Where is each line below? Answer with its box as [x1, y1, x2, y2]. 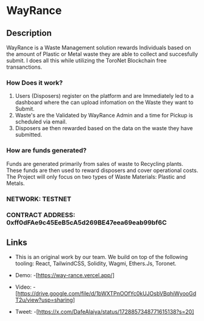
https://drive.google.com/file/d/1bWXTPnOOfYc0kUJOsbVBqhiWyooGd [17, 290, 197, 297]
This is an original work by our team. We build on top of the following [15, 254, 188, 261]
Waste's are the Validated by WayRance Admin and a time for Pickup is [15, 112, 193, 119]
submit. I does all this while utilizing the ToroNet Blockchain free [6, 57, 167, 64]
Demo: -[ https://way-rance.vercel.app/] [15, 272, 114, 279]
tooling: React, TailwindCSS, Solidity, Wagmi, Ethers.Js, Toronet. [15, 260, 177, 267]
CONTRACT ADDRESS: [6, 211, 76, 219]
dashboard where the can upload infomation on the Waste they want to [15, 98, 194, 106]
